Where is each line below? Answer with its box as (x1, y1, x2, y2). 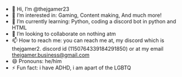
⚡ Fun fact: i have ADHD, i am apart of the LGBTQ (11, 64, 131, 71)
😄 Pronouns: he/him (11, 58, 62, 64)
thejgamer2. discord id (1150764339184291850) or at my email (11, 45, 164, 52)
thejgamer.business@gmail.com (11, 51, 90, 58)
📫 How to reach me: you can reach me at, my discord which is (11, 37, 165, 44)
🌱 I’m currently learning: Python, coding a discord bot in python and (11, 18, 177, 24)
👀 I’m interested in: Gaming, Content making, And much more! (11, 12, 162, 19)
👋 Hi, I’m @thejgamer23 (11, 6, 70, 12)
